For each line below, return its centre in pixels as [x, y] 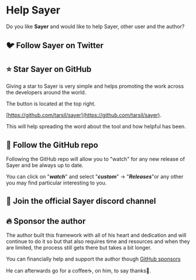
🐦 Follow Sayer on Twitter [55, 45]
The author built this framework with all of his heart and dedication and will [96, 235]
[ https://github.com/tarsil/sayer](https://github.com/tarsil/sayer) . [84, 115]
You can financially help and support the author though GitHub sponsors [93, 259]
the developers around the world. [46, 93]
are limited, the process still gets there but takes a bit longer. [79, 248]
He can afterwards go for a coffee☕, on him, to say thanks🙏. [79, 271]
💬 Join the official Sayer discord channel [81, 201]
